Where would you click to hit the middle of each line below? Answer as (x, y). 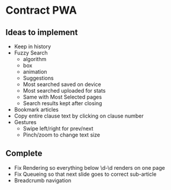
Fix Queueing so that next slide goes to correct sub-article (85, 174)
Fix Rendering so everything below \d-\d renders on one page (89, 167)
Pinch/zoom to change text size (62, 135)
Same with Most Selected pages (62, 97)
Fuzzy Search (31, 53)
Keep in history (33, 46)
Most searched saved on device (62, 84)
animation (35, 72)
